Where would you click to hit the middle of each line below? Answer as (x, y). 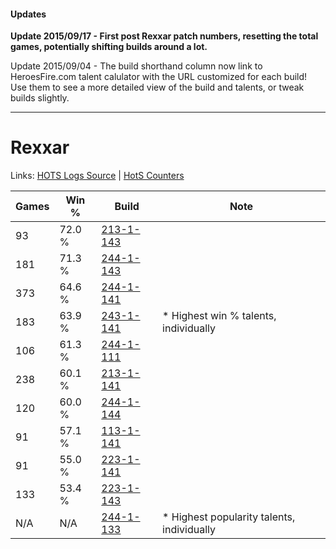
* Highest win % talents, (219, 316)
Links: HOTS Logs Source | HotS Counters (97, 176)
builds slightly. (40, 98)
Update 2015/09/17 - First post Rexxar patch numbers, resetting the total (164, 36)
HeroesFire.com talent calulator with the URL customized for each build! (159, 77)
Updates (28, 14)
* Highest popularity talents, (229, 517)
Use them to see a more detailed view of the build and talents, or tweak (157, 87)
